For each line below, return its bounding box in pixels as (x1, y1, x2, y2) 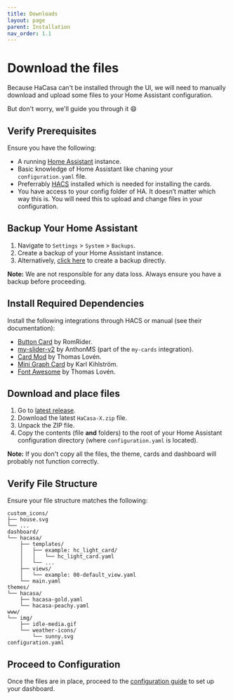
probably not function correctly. (7, 457, 100, 466)
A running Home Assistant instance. (17, 158, 121, 165)
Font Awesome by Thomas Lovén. (17, 367, 116, 376)
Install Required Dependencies (7, 298, 145, 310)
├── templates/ (20, 541, 65, 548)
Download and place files (7, 388, 121, 400)
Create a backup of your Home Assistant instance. (17, 248, 164, 257)
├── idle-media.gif (20, 621, 77, 628)
